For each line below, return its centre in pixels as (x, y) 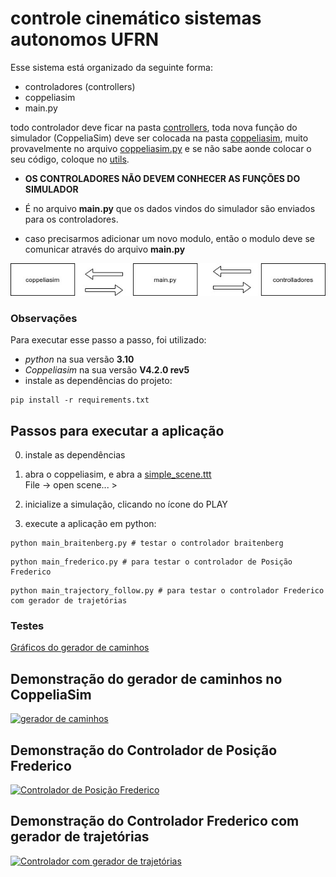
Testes (27, 625)
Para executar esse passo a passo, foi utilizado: (108, 340)
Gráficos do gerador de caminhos (80, 648)
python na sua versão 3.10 (79, 359)
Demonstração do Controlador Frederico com (155, 821)
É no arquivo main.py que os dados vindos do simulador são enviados (170, 208)
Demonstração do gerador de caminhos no (146, 678)
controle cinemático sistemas (136, 18)
